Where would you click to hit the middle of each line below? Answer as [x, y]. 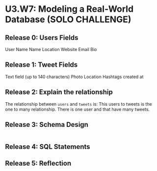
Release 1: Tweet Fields [41, 65]
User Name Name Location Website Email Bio [51, 49]
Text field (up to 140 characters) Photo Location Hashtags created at [74, 77]
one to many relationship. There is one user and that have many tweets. [78, 109]
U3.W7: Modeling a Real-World [69, 9]
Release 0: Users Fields [42, 38]
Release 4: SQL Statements [48, 147]
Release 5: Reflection [38, 163]
